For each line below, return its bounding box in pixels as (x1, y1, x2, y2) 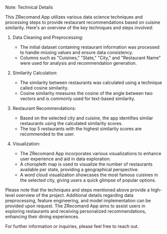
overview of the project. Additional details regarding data (16, 192, 134, 198)
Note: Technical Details (5, 5, 53, 10)
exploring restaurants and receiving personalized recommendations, (5, 208, 146, 214)
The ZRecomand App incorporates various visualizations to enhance (20, 151, 161, 156)
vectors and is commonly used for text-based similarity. (20, 95, 135, 101)
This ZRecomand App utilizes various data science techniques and (5, 14, 143, 20)
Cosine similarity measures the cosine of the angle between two (20, 90, 153, 96)
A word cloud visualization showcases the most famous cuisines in (20, 172, 158, 178)
